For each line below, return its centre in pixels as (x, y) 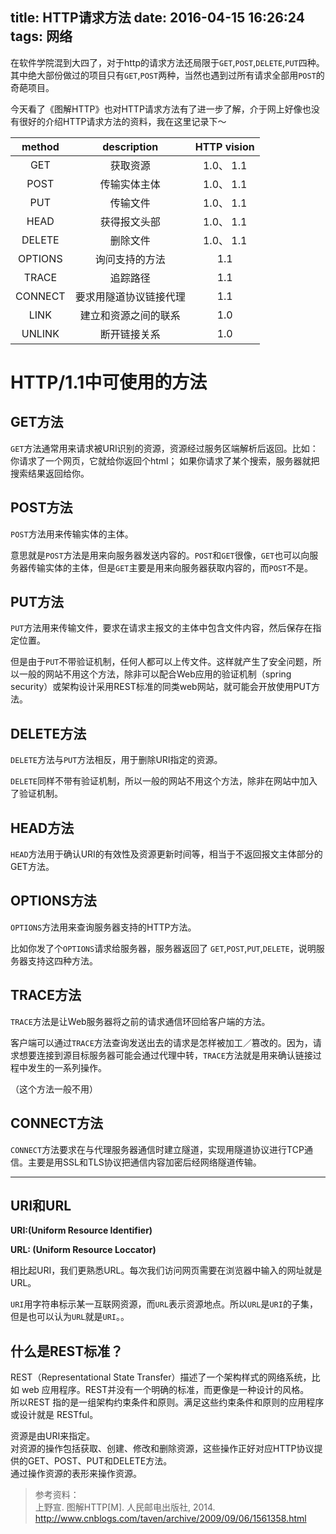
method (40, 146)
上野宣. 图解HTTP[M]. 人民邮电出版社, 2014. (125, 1507)
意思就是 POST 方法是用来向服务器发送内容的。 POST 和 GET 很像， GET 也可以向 (160, 555)
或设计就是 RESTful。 (54, 1415)
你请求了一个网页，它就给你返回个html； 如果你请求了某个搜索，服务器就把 (165, 460)
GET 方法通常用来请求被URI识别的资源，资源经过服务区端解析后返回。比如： (164, 448)
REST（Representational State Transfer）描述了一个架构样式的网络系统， (161, 1377)
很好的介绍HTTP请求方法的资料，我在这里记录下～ (122, 121)
